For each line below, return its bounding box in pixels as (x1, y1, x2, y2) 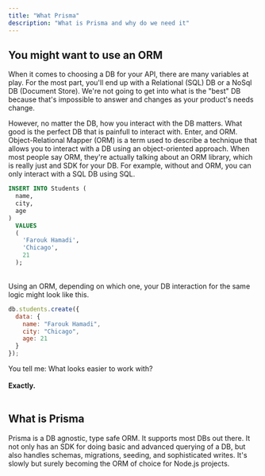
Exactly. (8, 381, 36, 390)
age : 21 (22, 335, 48, 342)
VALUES (15, 222, 37, 230)
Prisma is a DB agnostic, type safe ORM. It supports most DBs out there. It (8, 433, 251, 443)
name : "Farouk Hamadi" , (22, 319, 102, 328)
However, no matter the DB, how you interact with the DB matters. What (8, 118, 243, 128)
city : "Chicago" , (22, 327, 80, 335)
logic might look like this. (8, 289, 90, 299)
